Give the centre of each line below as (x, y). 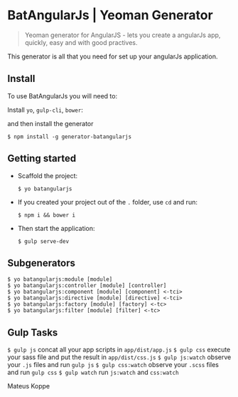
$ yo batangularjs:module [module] (60, 279)
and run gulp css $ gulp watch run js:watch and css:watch (93, 372)
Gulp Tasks (33, 332)
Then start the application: (56, 228)
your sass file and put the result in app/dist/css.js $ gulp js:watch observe (119, 357)
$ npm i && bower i (47, 215)
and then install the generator (50, 123)
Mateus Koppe (29, 386)
